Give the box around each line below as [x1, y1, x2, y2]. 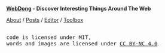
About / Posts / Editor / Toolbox [6, 16, 84, 23]
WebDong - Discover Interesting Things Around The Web [6, 5, 151, 12]
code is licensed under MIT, [6, 34, 91, 41]
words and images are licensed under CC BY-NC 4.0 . [6, 40, 160, 47]
